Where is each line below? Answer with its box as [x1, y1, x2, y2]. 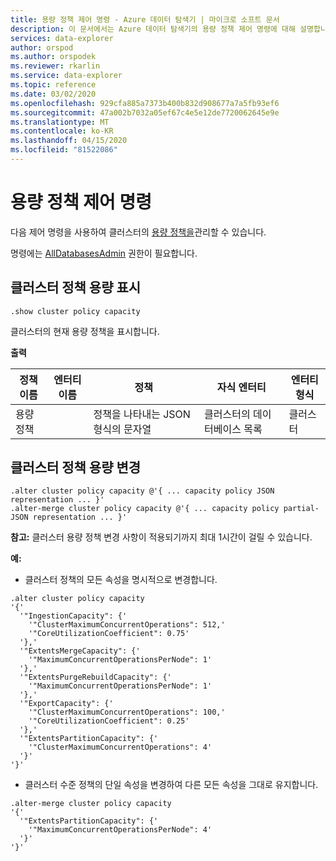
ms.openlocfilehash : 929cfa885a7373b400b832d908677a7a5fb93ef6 [10, 98, 280, 108]
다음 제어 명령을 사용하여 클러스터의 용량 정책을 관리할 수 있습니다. [10, 226, 267, 238]
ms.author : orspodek [10, 52, 97, 62]
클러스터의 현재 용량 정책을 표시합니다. [10, 325, 160, 337]
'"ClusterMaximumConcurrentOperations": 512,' [28, 620, 226, 630]
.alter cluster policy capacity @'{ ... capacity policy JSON [10, 486, 275, 496]
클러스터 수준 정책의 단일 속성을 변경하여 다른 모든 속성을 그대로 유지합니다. [24, 779, 319, 791]
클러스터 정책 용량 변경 [10, 459, 142, 476]
